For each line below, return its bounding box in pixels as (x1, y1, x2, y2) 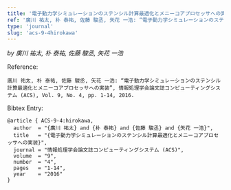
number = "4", (13, 159, 57, 166)
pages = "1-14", (13, 165, 67, 172)
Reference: (7, 63, 38, 71)
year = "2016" (13, 171, 63, 178)
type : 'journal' (7, 23, 54, 30)
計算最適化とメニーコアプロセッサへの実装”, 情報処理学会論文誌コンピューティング (7, 85, 211, 92)
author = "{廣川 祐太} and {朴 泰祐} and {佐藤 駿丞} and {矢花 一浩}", (13, 125, 214, 131)
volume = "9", (13, 153, 57, 160)
